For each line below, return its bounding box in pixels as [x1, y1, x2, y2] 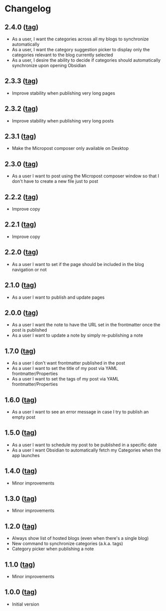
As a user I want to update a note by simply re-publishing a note [11, 332, 143, 339]
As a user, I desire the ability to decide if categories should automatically [11, 57, 161, 63]
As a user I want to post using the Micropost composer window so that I [11, 173, 160, 179]
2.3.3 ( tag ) [4, 77, 38, 85]
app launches [11, 452, 40, 458]
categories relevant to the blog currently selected [11, 52, 113, 58]
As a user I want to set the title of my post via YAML [11, 366, 118, 371]
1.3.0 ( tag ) [4, 494, 37, 503]
